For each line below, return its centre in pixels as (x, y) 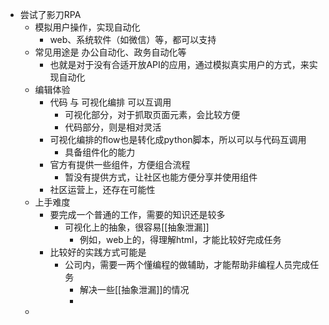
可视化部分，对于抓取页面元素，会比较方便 (152, 114)
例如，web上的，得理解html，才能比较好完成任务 (180, 239)
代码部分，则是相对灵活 (113, 127)
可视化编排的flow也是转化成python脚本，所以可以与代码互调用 (178, 139)
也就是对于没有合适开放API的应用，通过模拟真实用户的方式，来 (179, 64)
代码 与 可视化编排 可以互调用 (110, 102)
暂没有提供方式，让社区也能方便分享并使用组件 (161, 177)
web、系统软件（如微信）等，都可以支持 (133, 39)
